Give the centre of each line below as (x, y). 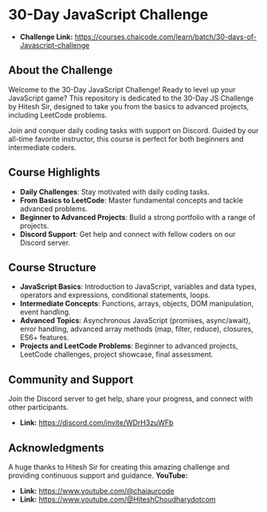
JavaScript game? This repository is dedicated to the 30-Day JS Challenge (131, 98)
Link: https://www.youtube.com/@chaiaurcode (97, 491)
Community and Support (71, 379)
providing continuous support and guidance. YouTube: (98, 475)
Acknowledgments (57, 448)
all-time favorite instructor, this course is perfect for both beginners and (126, 139)
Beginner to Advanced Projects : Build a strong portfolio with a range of (137, 217)
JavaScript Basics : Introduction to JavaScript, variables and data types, (138, 287)
